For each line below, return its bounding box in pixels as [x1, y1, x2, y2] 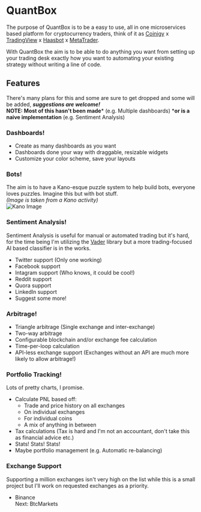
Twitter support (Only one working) [14, 256, 102, 263]
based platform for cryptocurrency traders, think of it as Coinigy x [6, 30, 169, 37]
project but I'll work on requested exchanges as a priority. [6, 482, 149, 489]
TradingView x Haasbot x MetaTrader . [6, 36, 100, 43]
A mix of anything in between [23, 421, 97, 428]
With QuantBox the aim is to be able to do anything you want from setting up [6, 48, 195, 55]
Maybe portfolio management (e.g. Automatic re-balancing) [14, 447, 163, 454]
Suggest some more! [14, 295, 67, 302]
